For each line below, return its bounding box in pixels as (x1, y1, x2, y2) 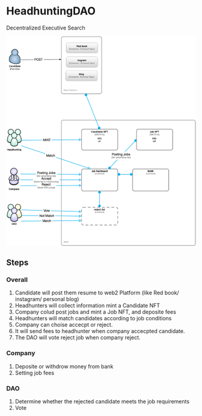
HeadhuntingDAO (6, 4, 96, 18)
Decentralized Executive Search (6, 24, 85, 31)
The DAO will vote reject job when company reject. (14, 334, 141, 341)
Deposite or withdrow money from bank (14, 362, 114, 370)
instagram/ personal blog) (14, 296, 79, 303)
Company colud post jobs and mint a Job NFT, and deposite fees (14, 308, 176, 315)
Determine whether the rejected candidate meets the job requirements (14, 397, 190, 405)
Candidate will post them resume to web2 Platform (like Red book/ (14, 289, 179, 296)
